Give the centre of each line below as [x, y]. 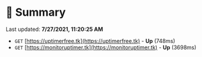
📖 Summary [36, 12]
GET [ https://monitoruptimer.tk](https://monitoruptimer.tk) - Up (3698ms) [105, 47]
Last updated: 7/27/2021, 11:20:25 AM [54, 29]
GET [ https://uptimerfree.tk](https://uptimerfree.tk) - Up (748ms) [95, 41]
